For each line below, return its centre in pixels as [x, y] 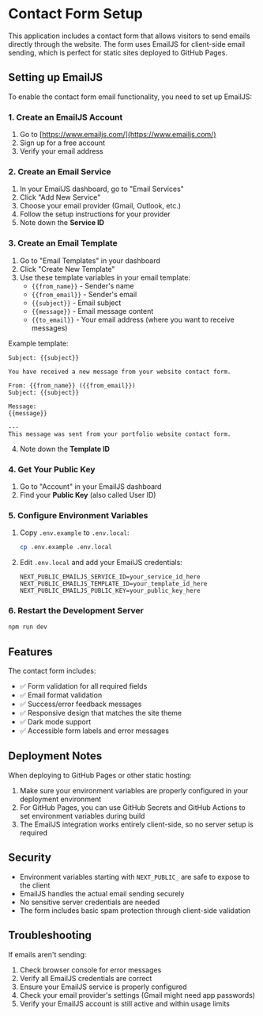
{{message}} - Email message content [92, 311]
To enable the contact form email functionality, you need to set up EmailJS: [130, 97]
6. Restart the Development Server [76, 611]
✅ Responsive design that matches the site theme [101, 713]
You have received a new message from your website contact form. [120, 372]
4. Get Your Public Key [52, 469]
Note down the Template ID [65, 449]
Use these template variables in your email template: [105, 277]
